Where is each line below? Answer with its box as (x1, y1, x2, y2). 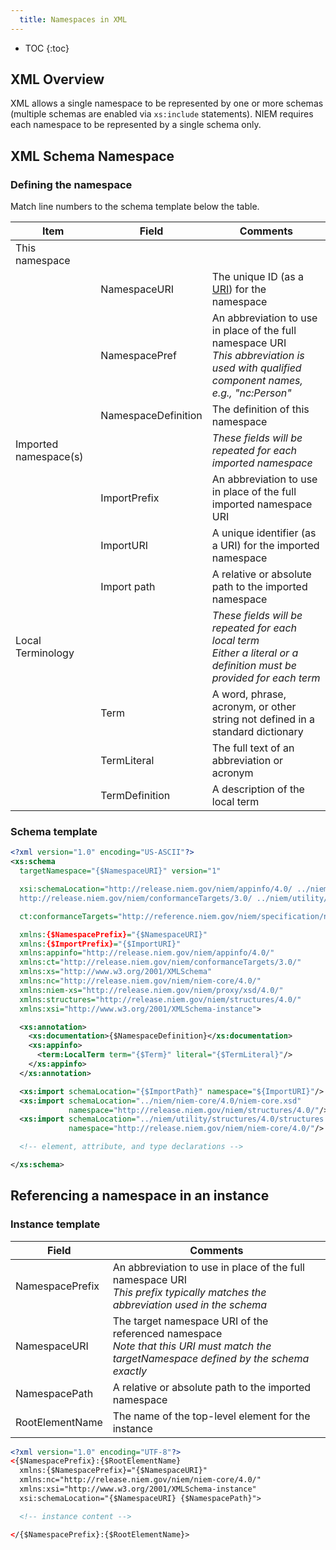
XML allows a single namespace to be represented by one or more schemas (10, 97, 324, 110)
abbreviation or (211, 754, 284, 768)
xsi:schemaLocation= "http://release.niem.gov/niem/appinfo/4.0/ (19, 884, 293, 895)
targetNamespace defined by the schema (112, 1351, 310, 1365)
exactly (112, 1364, 148, 1378)
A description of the (211, 782, 305, 796)
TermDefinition (100, 789, 171, 803)
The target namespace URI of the (112, 1314, 269, 1328)
